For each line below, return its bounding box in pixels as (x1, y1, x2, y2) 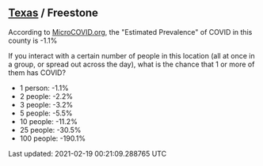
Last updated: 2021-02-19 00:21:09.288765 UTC (8, 149, 167, 158)
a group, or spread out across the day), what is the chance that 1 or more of (8, 59, 255, 69)
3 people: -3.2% (19, 100, 74, 109)
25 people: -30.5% (19, 125, 82, 134)
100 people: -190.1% (19, 134, 86, 143)
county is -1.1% (8, 36, 58, 45)
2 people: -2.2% (19, 91, 74, 101)
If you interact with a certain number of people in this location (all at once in (8, 51, 255, 60)
